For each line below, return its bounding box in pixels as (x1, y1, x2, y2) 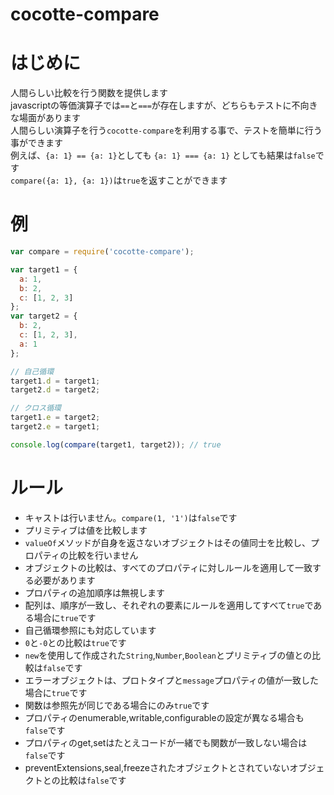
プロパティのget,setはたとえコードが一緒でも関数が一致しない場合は (24, 736, 308, 748)
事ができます (10, 137, 63, 149)
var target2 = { (10, 311, 78, 322)
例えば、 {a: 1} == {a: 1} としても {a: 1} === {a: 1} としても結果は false (10, 149, 316, 162)
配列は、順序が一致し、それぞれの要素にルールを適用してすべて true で (24, 599, 314, 611)
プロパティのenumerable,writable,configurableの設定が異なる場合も (24, 711, 305, 723)
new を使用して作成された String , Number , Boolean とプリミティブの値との (24, 649, 313, 661)
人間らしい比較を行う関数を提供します (10, 87, 168, 99)
